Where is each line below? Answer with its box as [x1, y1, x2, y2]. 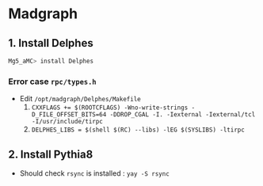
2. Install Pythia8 [8, 147, 93, 161]
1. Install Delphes [8, 36, 93, 50]
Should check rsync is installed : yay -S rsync [19, 168, 170, 178]
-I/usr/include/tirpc [31, 118, 103, 126]
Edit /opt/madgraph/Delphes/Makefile [19, 94, 141, 104]
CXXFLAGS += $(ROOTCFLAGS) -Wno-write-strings [31, 104, 189, 112]
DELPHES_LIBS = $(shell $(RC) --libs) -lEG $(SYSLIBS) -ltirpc [31, 126, 246, 135]
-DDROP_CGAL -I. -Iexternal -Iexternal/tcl [109, 111, 256, 119]
